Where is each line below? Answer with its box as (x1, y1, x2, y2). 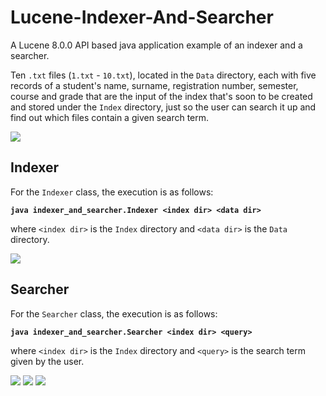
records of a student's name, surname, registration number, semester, (10, 79, 299, 91)
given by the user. (10, 355, 85, 367)
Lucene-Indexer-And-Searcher (10, 6, 274, 29)
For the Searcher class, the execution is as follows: (10, 307, 218, 320)
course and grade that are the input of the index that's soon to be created (10, 90, 313, 102)
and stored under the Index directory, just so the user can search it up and (10, 101, 317, 113)
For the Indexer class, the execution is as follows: (10, 186, 214, 198)
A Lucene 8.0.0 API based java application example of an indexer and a (10, 39, 303, 51)
